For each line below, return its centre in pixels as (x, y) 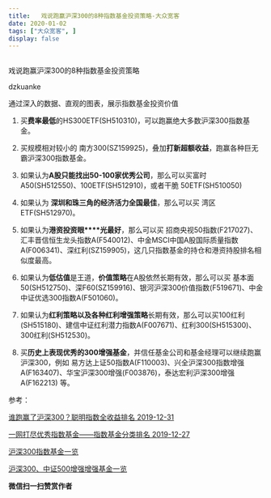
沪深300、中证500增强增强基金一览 (68, 468)
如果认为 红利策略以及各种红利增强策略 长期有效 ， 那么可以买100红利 (132, 315)
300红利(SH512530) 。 (57, 335)
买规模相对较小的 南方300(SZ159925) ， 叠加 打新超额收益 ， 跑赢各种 (132, 147)
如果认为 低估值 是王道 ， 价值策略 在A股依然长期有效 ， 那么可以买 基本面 (137, 277)
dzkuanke (25, 87)
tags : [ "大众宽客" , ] (42, 31)
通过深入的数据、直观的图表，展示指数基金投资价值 (93, 103)
